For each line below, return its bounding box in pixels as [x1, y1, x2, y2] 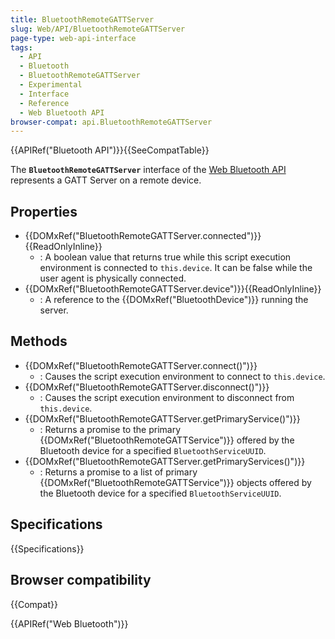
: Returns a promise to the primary [39, 423, 182, 435]
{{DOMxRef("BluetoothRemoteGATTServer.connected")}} [24, 230, 262, 242]
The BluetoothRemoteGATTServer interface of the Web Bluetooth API [10, 164, 287, 176]
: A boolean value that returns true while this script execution [39, 251, 292, 263]
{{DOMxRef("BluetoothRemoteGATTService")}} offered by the [39, 434, 295, 446]
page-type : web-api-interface [10, 33, 137, 43]
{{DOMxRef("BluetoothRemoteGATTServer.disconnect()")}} [24, 381, 270, 393]
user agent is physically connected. [39, 272, 187, 285]
